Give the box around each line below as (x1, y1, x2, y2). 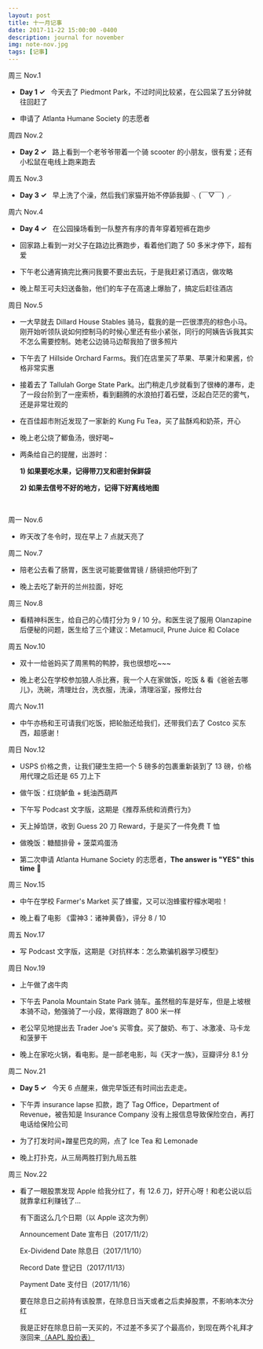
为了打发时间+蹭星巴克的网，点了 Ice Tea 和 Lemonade (19, 1136, 199, 1146)
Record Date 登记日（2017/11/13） (19, 1263, 130, 1272)
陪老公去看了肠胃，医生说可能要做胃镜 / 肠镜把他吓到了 (19, 565, 199, 574)
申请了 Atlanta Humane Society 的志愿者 (19, 114, 151, 123)
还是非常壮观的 (19, 400, 68, 409)
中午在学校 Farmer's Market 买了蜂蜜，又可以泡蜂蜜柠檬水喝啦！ (19, 896, 229, 906)
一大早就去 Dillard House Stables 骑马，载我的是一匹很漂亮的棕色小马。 (19, 317, 251, 326)
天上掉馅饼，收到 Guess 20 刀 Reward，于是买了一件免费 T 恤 (19, 822, 221, 830)
